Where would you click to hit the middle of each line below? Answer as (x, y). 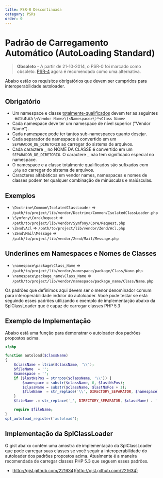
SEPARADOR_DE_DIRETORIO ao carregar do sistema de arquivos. (73, 144)
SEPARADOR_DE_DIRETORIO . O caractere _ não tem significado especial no (83, 155)
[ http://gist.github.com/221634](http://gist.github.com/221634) (75, 470)
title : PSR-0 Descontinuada (33, 9)
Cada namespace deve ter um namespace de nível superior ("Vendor (81, 124)
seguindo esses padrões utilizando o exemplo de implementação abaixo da (80, 301)
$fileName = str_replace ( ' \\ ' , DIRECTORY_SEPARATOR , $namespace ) (91, 392)
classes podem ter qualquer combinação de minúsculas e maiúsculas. (82, 180)
